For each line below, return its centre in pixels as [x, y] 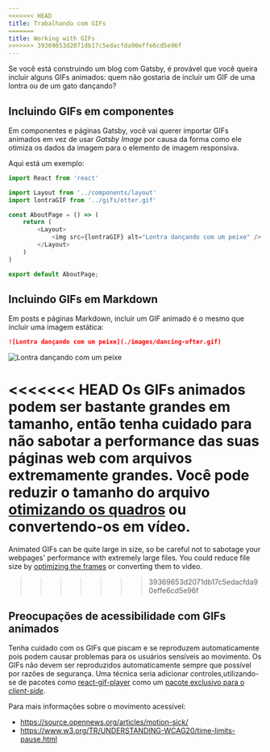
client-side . [27, 691]
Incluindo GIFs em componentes [91, 111]
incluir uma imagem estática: [56, 327]
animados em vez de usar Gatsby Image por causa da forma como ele [125, 139]
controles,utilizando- [224, 673]
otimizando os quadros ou [98, 510]
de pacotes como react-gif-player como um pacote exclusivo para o [131, 682]
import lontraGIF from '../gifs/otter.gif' [83, 200]
